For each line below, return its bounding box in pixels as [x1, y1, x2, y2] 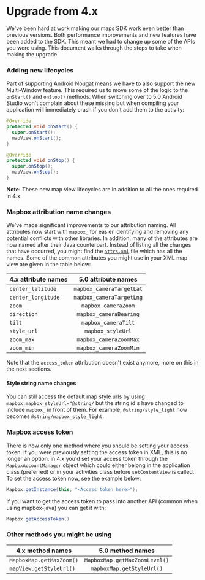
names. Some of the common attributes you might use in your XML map [6, 254, 188, 261]
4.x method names [16, 546, 72, 555]
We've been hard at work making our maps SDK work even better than [6, 25, 184, 32]
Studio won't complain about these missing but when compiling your [6, 99, 179, 107]
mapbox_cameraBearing [76, 311, 140, 318]
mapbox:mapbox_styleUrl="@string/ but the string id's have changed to [6, 400, 184, 407]
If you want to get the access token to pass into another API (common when [6, 497, 198, 505]
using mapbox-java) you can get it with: [6, 504, 106, 511]
